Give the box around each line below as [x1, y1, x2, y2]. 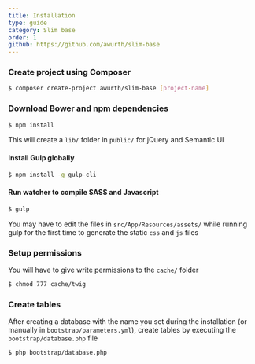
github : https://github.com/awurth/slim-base [8, 41, 160, 49]
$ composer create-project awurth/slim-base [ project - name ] [8, 84, 210, 93]
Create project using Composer [8, 67, 131, 78]
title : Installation [8, 11, 76, 20]
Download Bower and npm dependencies [8, 103, 169, 114]
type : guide [8, 19, 47, 27]
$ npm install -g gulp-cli [8, 171, 97, 178]
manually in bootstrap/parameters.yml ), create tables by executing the [8, 325, 236, 335]
